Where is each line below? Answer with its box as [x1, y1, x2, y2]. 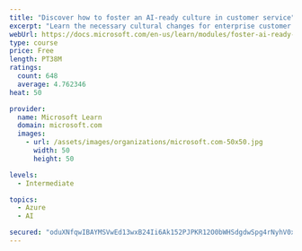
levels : [9, 170, 39, 179]
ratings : [9, 64, 42, 73]
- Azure [17, 203, 47, 212]
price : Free [9, 47, 54, 56]
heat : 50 [9, 88, 42, 97]
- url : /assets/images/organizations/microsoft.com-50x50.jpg [25, 138, 263, 147]
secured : [9, 228, 42, 238]
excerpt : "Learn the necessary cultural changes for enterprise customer [9, 22, 292, 30]
